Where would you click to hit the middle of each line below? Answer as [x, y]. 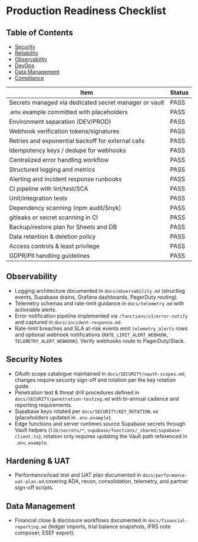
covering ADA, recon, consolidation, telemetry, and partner [117, 481]
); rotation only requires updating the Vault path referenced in [113, 436]
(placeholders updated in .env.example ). [63, 417]
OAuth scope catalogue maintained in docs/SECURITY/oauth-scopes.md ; [100, 374]
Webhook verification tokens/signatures [64, 131]
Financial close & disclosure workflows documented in [81, 520]
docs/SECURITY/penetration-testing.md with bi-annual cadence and [97, 398]
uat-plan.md [29, 482]
